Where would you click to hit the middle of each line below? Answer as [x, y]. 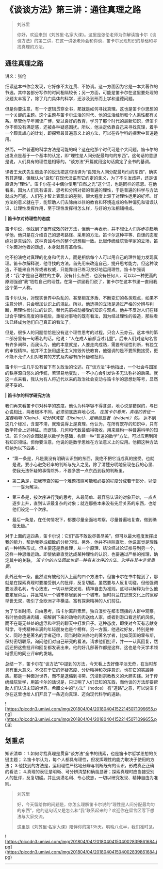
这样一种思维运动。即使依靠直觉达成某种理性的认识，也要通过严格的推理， [79, 554]
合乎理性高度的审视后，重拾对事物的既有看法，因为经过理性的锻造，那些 [81, 316]
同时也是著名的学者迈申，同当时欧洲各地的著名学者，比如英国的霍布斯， [86, 635]
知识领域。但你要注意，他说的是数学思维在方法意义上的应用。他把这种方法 [83, 442]
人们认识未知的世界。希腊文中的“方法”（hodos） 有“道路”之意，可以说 [79, 688]
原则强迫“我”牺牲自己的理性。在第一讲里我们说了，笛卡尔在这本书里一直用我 [81, 281]
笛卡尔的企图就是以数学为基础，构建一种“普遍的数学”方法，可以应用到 [83, 436]
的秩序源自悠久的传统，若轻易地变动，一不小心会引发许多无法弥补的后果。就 [81, 373]
